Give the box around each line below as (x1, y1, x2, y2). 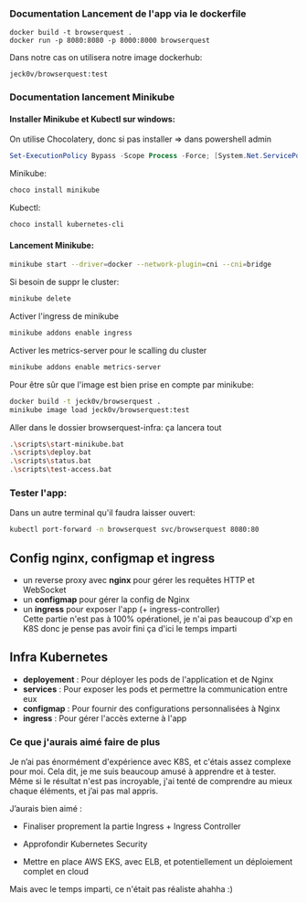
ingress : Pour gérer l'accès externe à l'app (22, 712, 187, 724)
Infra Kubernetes (9, 650, 109, 665)
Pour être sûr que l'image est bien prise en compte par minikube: (9, 378, 254, 390)
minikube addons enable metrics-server (9, 362, 162, 372)
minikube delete (9, 294, 71, 303)
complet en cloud (22, 866, 90, 877)
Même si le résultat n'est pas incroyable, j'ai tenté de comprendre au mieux (9, 776, 292, 787)
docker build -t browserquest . (9, 28, 132, 37)
